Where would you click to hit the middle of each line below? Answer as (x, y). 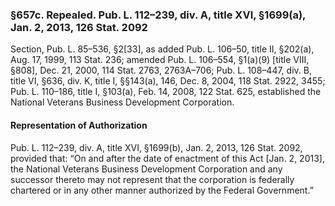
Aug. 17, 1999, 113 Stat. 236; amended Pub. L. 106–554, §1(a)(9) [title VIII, (160, 60)
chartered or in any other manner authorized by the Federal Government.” (162, 190)
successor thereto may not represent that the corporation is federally (152, 179)
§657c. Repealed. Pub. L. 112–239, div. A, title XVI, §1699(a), (158, 15)
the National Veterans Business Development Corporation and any (146, 169)
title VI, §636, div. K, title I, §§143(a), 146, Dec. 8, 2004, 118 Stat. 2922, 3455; (168, 81)
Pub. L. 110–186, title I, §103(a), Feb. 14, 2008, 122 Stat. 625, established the (166, 92)
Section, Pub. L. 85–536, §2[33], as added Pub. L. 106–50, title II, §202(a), (162, 49)
